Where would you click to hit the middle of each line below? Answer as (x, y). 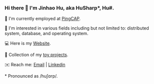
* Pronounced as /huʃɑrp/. (31, 76)
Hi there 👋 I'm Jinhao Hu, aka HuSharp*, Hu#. (59, 8)
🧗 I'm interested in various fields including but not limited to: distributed (77, 28)
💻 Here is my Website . (28, 43)
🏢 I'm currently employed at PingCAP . (43, 19)
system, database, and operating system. (46, 34)
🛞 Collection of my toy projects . (36, 55)
